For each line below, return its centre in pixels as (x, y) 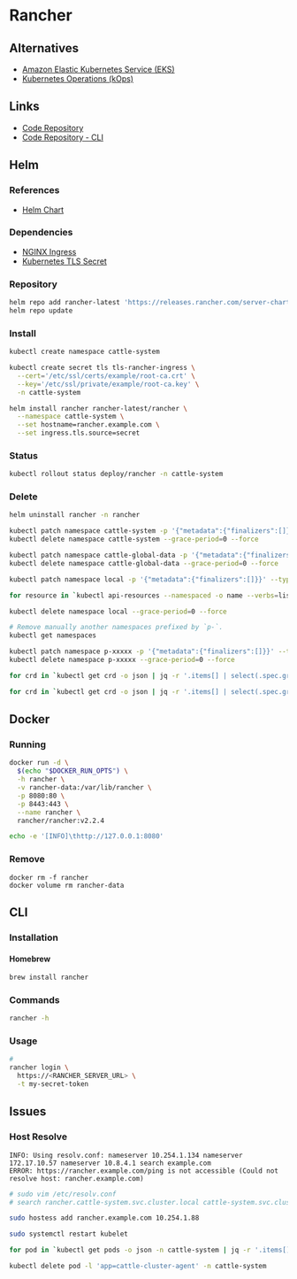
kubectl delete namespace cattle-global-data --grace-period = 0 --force (144, 563)
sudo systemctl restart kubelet (69, 1234)
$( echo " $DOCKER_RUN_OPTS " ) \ (72, 771)
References (34, 190)
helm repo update (41, 311)
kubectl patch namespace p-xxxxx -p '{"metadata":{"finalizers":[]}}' (142, 651)
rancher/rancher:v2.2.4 (61, 821)
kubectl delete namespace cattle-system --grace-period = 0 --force (134, 539)
